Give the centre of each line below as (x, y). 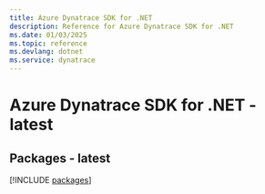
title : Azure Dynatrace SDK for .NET (81, 18)
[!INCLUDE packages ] (51, 180)
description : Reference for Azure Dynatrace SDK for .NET (122, 26)
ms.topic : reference (49, 43)
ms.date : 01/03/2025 (49, 35)
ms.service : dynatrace (52, 60)
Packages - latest (60, 158)
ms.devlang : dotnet (46, 52)
